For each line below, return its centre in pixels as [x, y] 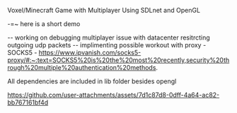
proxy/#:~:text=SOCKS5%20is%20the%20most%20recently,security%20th [118, 60]
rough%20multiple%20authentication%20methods [82, 67]
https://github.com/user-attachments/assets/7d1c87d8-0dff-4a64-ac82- [114, 95]
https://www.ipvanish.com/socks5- [90, 53]
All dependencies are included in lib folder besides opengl [92, 81]
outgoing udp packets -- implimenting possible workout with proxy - [107, 45]
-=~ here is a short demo [44, 24]
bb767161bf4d [28, 102]
